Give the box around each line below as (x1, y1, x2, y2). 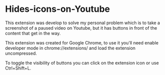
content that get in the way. (5, 30, 61, 36)
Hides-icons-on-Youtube (5, 3, 110, 15)
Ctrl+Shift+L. (5, 65, 31, 71)
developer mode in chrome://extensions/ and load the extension (5, 45, 136, 51)
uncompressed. (5, 50, 37, 56)
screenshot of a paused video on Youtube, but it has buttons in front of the (5, 25, 157, 31)
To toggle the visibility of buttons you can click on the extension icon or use (5, 60, 159, 66)
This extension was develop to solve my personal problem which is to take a (5, 20, 161, 26)
